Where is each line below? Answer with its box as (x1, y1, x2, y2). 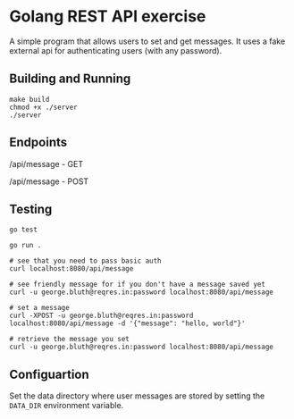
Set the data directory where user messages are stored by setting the (9, 390, 265, 401)
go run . (9, 241, 42, 250)
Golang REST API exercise (9, 6, 206, 27)
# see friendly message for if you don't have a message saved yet (9, 280, 266, 289)
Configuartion (9, 366, 89, 381)
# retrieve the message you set (9, 335, 130, 344)
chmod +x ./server (9, 103, 78, 112)
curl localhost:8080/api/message (9, 264, 134, 273)
